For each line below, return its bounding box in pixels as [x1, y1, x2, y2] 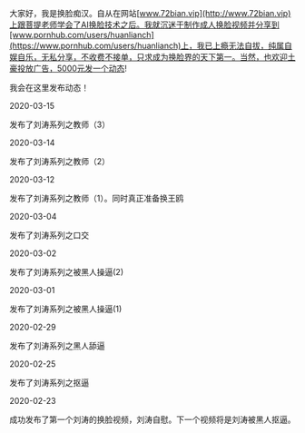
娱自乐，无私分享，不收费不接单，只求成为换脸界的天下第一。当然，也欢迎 [9, 52, 288, 62]
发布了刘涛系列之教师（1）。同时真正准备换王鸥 [9, 193, 184, 203]
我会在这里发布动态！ [9, 83, 89, 93]
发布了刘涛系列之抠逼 [9, 378, 89, 388]
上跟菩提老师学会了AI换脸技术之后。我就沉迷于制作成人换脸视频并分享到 [9, 19, 280, 30]
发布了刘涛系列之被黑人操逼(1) [9, 303, 123, 314]
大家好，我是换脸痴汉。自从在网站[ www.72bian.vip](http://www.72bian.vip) [9, 8, 291, 18]
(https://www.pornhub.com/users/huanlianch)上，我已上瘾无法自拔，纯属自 [9, 40, 293, 51]
